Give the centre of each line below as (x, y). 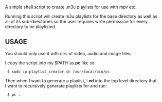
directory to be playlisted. (31, 27)
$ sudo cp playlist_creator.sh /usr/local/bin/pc (58, 72)
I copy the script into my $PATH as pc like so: (50, 63)
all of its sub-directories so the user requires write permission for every (76, 22)
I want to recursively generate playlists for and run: (56, 86)
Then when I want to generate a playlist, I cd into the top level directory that (81, 80)
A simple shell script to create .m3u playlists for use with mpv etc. (71, 7)
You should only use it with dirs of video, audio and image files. (68, 53)
